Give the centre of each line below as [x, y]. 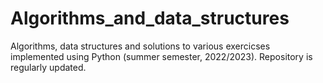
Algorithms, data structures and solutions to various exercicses [140, 46]
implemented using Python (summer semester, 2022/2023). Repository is [161, 56]
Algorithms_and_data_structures [150, 18]
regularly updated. [48, 67]
